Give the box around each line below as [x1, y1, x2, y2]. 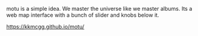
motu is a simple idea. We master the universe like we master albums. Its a [6, 5, 193, 12]
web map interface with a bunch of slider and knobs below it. [6, 11, 160, 19]
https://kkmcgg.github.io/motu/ [6, 23, 84, 30]
